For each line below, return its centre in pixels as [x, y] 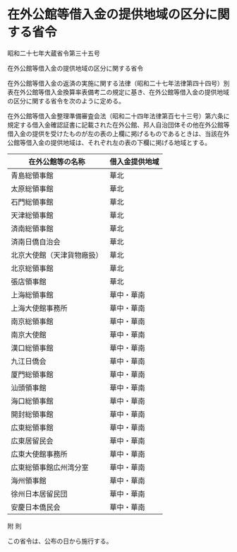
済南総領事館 [32, 229]
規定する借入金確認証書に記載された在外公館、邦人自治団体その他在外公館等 [119, 125]
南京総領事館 [32, 321]
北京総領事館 [32, 268]
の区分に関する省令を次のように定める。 [66, 100]
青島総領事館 [32, 176]
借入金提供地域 [135, 161]
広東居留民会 [32, 441]
